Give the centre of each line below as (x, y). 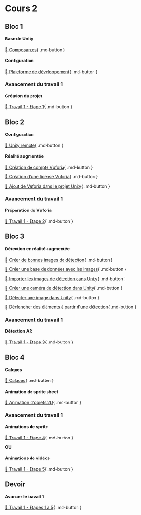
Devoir (15, 485)
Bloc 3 (15, 237)
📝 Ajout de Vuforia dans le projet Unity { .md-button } (57, 186)
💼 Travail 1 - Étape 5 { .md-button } (39, 469)
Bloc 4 (15, 357)
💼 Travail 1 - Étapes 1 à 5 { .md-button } (44, 508)
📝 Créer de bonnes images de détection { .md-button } (59, 260)
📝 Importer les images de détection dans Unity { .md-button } (65, 279)
